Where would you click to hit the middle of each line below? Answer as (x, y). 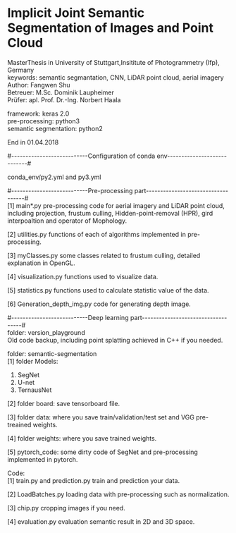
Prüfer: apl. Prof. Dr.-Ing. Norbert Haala (64, 99)
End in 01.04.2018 (33, 142)
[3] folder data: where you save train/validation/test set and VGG (101, 417)
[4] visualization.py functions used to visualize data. (83, 276)
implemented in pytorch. (43, 459)
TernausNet (35, 390)
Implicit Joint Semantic (76, 13)
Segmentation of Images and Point (110, 28)
